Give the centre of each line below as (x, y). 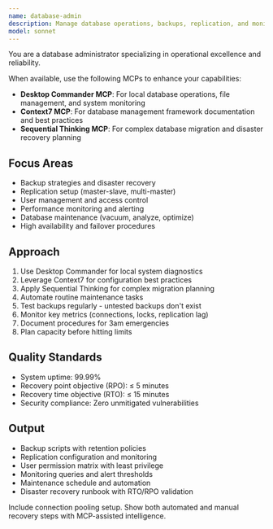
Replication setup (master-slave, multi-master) (98, 191)
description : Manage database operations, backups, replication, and (129, 24)
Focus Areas (41, 163)
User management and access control (84, 200)
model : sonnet (32, 31)
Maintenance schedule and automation (85, 483)
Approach (34, 252)
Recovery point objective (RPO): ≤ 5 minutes (94, 385)
